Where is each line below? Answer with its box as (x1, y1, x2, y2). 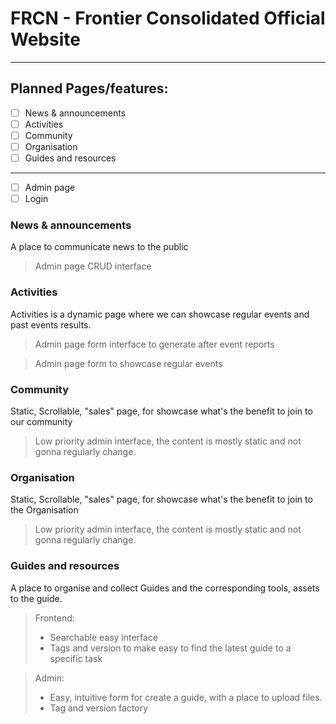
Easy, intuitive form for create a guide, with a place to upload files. (49, 691, 323, 703)
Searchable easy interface (49, 631, 159, 643)
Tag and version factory (49, 702, 149, 714)
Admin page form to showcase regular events (34, 357, 223, 369)
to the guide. (10, 592, 63, 604)
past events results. (10, 318, 92, 331)
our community (10, 416, 73, 428)
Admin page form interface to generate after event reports (34, 338, 275, 350)
